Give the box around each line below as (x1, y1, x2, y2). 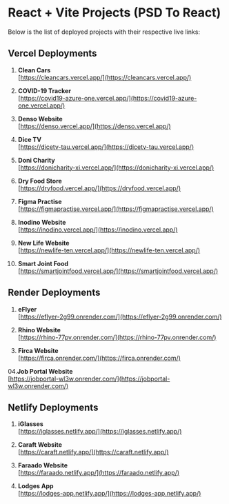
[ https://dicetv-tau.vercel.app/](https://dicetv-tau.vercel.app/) (17, 143, 195, 151)
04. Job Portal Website (8, 367, 73, 375)
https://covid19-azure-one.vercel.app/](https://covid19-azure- (20, 94, 197, 102)
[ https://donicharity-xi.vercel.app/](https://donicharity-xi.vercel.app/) (17, 163, 215, 172)
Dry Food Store (17, 177, 63, 185)
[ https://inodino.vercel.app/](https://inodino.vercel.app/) (17, 225, 178, 234)
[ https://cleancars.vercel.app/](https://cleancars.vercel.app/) (17, 73, 192, 81)
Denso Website (17, 114, 63, 123)
